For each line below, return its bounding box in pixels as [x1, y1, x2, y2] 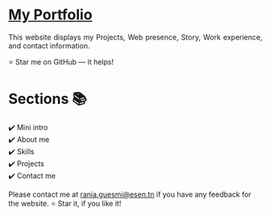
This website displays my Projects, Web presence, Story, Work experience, [8, 32, 263, 42]
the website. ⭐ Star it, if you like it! [8, 198, 122, 208]
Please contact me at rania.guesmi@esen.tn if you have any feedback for [8, 189, 251, 199]
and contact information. [8, 40, 90, 50]
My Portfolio [8, 6, 93, 24]
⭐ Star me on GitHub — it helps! [8, 56, 114, 66]
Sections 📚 [8, 90, 87, 108]
